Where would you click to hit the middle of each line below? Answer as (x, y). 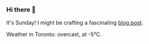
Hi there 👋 (21, 10)
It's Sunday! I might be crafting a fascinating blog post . (75, 23)
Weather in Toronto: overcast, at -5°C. (54, 34)
